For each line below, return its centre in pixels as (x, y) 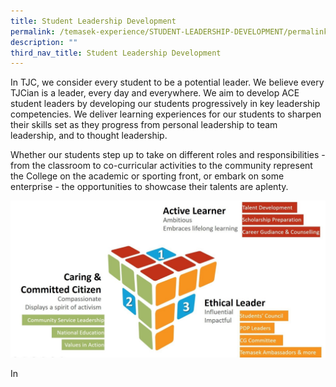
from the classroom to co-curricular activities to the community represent (161, 166)
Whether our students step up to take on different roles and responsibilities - (168, 155)
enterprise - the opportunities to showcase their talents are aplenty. (149, 187)
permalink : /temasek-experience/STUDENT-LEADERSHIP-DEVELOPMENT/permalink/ (171, 31)
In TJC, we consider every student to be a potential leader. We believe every (167, 82)
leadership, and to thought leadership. (89, 136)
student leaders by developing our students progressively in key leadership (165, 104)
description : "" (44, 42)
